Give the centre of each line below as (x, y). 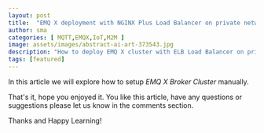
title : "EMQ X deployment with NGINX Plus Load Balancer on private (125, 23)
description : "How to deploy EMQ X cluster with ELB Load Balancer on (126, 52)
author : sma (27, 30)
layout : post (29, 15)
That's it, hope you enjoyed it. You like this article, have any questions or (125, 97)
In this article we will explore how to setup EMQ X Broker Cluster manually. (128, 81)
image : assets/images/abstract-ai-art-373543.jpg (91, 45)
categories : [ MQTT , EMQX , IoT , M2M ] (66, 37)
